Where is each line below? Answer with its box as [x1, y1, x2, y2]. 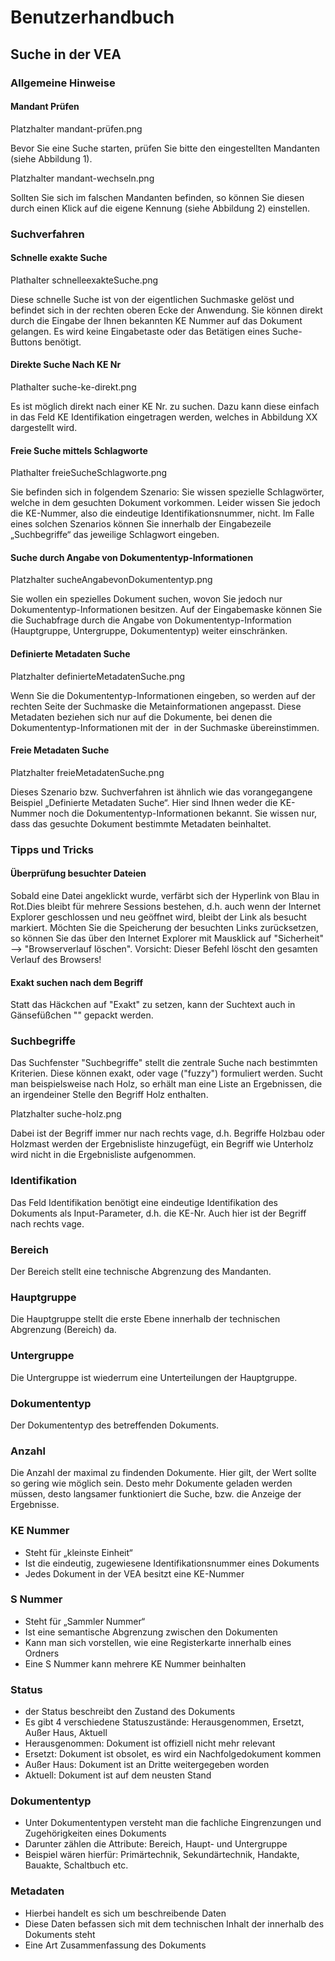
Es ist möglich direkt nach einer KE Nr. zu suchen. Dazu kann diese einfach [10, 401, 320, 413]
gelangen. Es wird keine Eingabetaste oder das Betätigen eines [10, 325, 270, 337]
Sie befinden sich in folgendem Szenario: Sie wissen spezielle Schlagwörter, [10, 486, 325, 498]
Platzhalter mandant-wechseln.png [10, 172, 155, 184]
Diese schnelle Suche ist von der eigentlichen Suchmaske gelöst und [10, 293, 295, 305]
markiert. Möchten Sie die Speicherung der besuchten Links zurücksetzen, [10, 921, 319, 933]
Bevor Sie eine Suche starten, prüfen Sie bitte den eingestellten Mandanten [10, 142, 321, 154]
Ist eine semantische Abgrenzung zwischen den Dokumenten [24, 1626, 278, 1638]
